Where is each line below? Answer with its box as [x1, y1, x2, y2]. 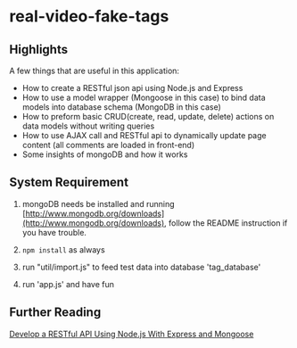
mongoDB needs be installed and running [21, 198, 176, 209]
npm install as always [21, 244, 105, 255]
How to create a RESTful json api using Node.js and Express [21, 83, 243, 93]
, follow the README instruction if [163, 217, 288, 228]
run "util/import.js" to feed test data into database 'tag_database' [21, 261, 261, 272]
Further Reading [9, 305, 102, 320]
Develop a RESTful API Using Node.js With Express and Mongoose [9, 328, 254, 339]
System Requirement [9, 175, 129, 190]
